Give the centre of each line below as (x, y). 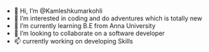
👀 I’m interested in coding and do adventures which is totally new (108, 18)
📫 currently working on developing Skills (73, 41)
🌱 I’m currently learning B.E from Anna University (85, 26)
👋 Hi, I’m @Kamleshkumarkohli (58, 11)
